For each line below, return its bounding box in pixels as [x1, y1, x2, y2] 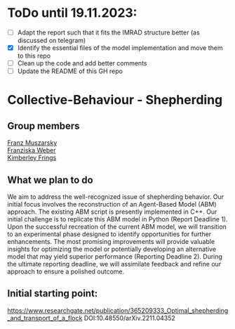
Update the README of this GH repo [17, 67, 123, 75]
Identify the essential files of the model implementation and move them [17, 44, 223, 52]
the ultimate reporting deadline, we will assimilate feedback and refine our [7, 260, 222, 268]
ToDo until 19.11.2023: [7, 5, 137, 21]
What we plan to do [7, 174, 93, 186]
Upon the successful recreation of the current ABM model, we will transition [7, 223, 227, 231]
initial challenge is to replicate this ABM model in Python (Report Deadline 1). [7, 215, 228, 223]
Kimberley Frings [7, 153, 57, 162]
